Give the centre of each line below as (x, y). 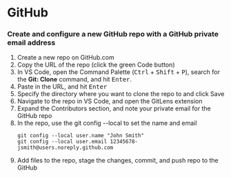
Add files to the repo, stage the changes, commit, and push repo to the (118, 161)
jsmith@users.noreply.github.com (65, 148)
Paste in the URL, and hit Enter (62, 86)
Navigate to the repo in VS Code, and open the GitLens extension (110, 102)
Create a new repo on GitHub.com (66, 58)
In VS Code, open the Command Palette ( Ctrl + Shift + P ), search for (119, 72)
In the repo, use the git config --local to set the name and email (107, 123)
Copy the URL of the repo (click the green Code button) (96, 65)
